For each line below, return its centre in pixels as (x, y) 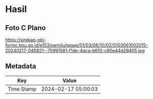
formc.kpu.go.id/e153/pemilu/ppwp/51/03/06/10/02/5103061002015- (76, 45)
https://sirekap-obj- (26, 40)
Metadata (21, 66)
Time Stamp (22, 89)
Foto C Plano (25, 28)
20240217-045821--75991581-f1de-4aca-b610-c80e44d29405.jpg (75, 51)
